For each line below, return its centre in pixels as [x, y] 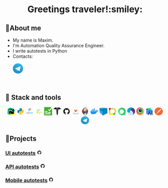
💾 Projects [21, 139]
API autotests [22, 167]
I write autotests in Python [40, 51]
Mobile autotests [27, 180]
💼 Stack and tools [33, 98]
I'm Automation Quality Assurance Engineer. [58, 46]
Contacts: [23, 56]
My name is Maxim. [33, 40]
